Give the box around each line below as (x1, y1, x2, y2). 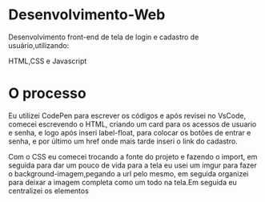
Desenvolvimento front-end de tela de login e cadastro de (8, 32, 199, 42)
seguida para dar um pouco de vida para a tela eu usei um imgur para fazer (8, 160, 258, 170)
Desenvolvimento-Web (8, 6, 166, 24)
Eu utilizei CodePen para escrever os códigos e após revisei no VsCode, (8, 111, 247, 120)
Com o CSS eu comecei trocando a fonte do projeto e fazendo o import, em (8, 151, 258, 161)
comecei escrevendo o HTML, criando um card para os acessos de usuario (8, 119, 257, 129)
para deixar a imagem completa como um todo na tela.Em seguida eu (8, 177, 238, 187)
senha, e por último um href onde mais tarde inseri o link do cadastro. (8, 136, 238, 146)
